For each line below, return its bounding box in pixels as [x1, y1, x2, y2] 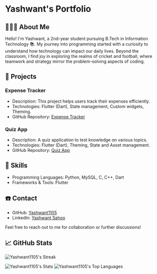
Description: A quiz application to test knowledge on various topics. [12, 137, 148, 143]
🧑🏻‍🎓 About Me [5, 23, 50, 31]
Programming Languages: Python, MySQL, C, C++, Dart [12, 174, 124, 180]
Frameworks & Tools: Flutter [12, 179, 69, 185]
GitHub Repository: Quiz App [12, 147, 70, 153]
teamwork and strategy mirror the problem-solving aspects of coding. [5, 58, 145, 64]
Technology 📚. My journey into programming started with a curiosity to [5, 41, 148, 47]
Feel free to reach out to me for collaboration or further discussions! [5, 224, 141, 230]
